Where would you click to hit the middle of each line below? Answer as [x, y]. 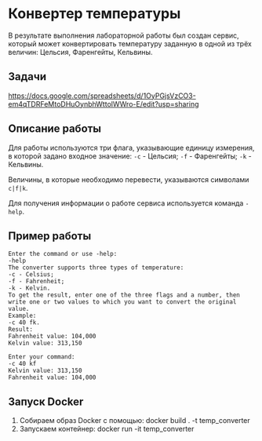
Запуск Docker [46, 401]
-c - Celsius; [31, 275]
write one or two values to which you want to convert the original [122, 302]
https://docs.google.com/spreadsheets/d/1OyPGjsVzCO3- [102, 96]
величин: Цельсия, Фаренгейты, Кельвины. [80, 52]
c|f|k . [18, 188]
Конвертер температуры [95, 14]
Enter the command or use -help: [63, 254]
